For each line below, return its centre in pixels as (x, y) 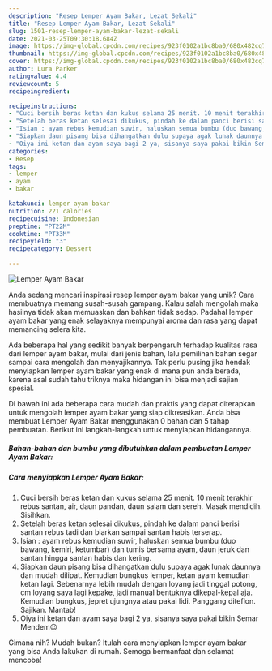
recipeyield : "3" (38, 241)
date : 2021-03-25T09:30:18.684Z (63, 39)
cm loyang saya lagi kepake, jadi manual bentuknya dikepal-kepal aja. (136, 592)
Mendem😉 (39, 627)
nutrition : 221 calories (50, 211)
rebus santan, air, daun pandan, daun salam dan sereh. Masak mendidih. (141, 506)
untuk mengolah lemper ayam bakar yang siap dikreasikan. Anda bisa (124, 412)
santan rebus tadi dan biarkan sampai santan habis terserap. (121, 532)
